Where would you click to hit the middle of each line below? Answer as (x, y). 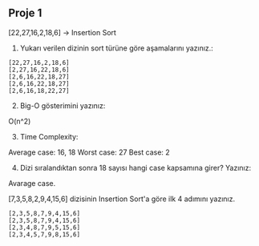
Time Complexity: (49, 136)
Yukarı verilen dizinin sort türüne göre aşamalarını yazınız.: (117, 48)
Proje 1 (25, 13)
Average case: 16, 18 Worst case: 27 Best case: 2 (89, 152)
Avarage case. (32, 183)
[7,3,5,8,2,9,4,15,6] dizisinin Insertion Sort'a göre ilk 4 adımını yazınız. (122, 199)
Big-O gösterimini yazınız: (63, 105)
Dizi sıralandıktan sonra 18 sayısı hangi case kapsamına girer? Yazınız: (135, 167)
